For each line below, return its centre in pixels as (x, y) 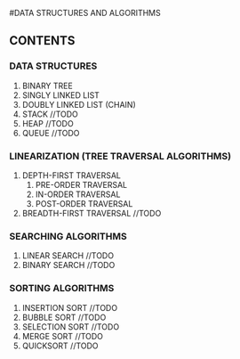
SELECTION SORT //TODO (71, 326)
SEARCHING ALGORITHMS (68, 236)
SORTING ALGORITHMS (62, 289)
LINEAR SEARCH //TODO (68, 256)
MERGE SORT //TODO (63, 336)
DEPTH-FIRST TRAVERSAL (72, 175)
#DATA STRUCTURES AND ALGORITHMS (85, 13)
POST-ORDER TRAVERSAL (84, 203)
